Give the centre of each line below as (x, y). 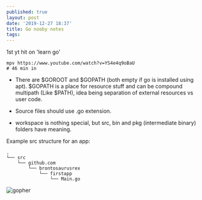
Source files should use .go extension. (63, 111)
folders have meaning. (43, 129)
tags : (13, 35)
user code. (29, 99)
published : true (27, 12)
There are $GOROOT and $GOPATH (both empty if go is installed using (104, 80)
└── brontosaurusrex (54, 168)
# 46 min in (21, 69)
